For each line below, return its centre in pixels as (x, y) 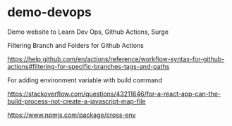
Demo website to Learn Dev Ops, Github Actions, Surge (88, 32)
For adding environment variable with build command (85, 80)
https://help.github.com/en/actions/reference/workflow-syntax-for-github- (116, 59)
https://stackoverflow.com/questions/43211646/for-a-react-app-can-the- (114, 94)
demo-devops (49, 12)
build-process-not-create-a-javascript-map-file (77, 101)
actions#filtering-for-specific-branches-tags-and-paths (88, 66)
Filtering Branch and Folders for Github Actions (76, 45)
